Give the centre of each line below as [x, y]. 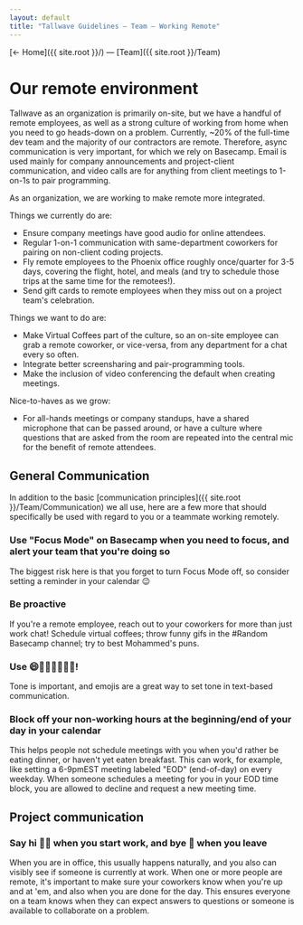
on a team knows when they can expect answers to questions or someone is [152, 901]
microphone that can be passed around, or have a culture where [142, 428]
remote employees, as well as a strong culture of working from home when [149, 123]
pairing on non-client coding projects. [93, 252]
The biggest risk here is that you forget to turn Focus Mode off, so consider [149, 571]
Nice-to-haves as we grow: [60, 401]
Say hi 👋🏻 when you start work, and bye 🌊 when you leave [138, 843]
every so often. [51, 354]
